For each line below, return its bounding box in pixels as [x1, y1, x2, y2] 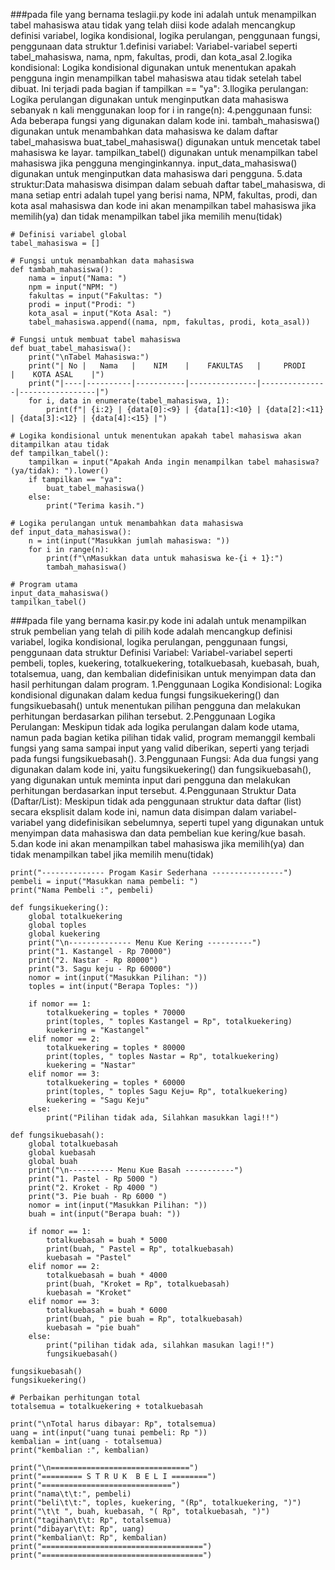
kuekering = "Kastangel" [46, 1025, 150, 1035]
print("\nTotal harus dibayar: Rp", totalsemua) [10, 1419, 217, 1429]
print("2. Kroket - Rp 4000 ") [28, 1183, 159, 1193]
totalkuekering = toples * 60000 [46, 1078, 186, 1088]
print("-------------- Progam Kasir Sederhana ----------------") [10, 868, 293, 878]
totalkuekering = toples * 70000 [46, 1008, 186, 1018]
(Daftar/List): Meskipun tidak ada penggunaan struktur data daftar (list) [10, 795, 302, 807]
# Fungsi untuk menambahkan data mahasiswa [10, 256, 195, 266]
